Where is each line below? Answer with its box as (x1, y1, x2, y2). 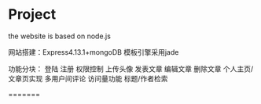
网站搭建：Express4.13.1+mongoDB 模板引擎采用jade (8, 47, 179, 56)
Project (8, 5, 57, 23)
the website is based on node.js (8, 31, 112, 41)
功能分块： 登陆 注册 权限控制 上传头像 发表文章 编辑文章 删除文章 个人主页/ (8, 64, 254, 74)
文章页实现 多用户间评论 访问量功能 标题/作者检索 (8, 74, 168, 83)
